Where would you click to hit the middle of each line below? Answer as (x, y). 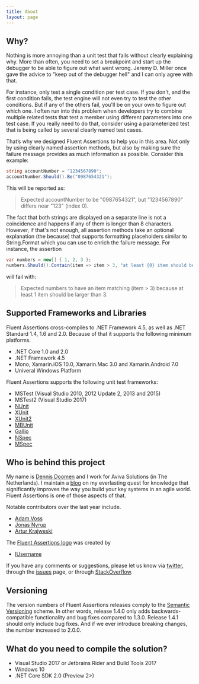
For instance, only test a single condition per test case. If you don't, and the (98, 92)
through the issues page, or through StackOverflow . (69, 572)
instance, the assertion (34, 249)
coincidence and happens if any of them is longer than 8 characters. (90, 224)
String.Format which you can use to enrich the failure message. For (88, 243)
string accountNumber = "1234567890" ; (54, 171)
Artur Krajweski (33, 531)
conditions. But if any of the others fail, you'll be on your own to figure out (96, 105)
